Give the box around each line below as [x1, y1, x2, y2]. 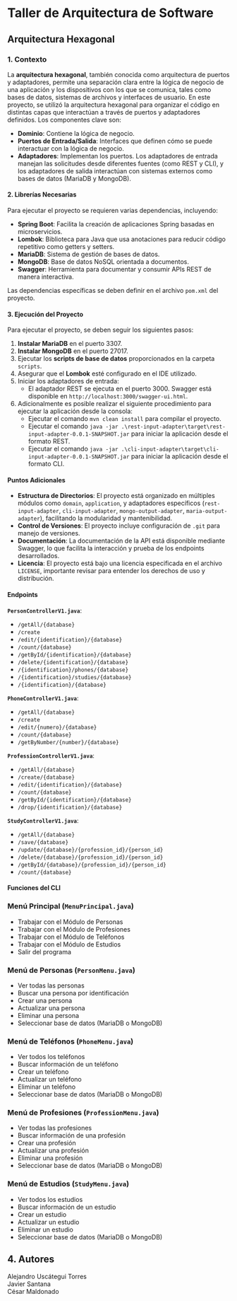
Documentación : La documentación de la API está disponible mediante [17, 536, 226, 545]
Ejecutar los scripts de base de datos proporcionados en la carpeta [17, 354, 215, 363]
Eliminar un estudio [17, 1225, 74, 1234]
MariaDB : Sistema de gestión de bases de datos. [17, 250, 160, 259]
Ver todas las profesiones [17, 1123, 92, 1133]
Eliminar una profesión [17, 1154, 83, 1162]
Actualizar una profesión [17, 1146, 90, 1155]
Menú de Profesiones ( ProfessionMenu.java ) [7, 1108, 159, 1118]
